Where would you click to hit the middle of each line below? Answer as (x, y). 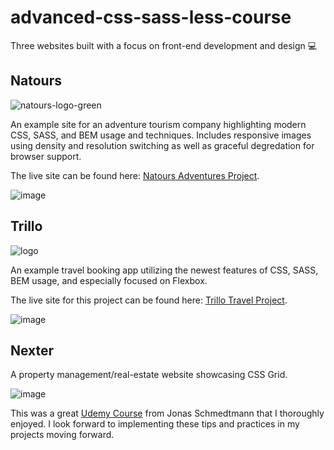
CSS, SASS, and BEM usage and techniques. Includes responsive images (161, 135)
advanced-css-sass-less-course (151, 17)
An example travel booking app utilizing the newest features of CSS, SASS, (164, 270)
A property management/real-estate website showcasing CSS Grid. (149, 375)
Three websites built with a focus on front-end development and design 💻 (164, 45)
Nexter (32, 350)
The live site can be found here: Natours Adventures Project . (135, 175)
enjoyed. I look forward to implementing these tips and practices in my (155, 424)
